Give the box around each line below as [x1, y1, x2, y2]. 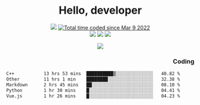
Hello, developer [59, 4, 142, 17]
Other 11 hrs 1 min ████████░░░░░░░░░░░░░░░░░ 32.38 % [6, 76, 180, 82]
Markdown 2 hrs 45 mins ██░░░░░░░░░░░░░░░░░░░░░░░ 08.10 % [6, 82, 180, 88]
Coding [173, 57, 195, 66]
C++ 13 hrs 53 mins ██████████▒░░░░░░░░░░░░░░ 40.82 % [6, 71, 180, 77]
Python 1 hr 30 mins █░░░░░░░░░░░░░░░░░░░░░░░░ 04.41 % [6, 87, 180, 93]
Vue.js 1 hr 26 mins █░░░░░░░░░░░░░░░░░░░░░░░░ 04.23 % [6, 93, 180, 99]
